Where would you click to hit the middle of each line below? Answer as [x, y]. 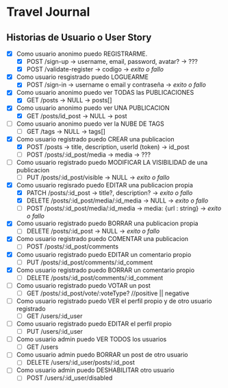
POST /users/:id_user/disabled [69, 378]
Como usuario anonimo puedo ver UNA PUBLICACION [93, 108]
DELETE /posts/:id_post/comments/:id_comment [95, 277]
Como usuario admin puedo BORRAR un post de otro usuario [102, 355]
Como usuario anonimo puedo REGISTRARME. [82, 54]
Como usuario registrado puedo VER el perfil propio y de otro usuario [114, 301]
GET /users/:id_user [54, 316]
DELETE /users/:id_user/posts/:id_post [80, 363]
